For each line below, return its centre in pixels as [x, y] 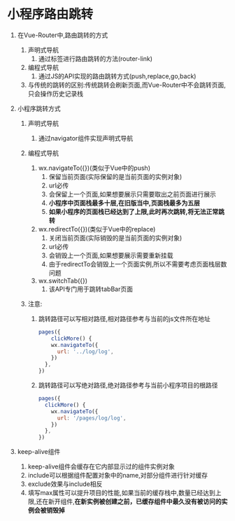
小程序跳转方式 [39, 108]
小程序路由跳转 [50, 14]
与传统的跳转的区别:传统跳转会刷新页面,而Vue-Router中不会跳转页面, [127, 85]
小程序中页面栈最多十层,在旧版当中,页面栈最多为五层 [124, 203]
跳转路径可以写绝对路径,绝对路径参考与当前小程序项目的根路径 [128, 385]
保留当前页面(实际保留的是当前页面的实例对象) [115, 176]
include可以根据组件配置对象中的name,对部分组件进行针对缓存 [118, 476]
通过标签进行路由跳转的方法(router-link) [95, 58]
